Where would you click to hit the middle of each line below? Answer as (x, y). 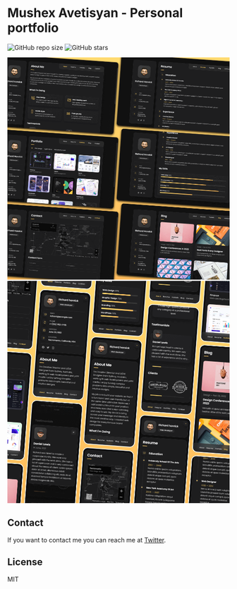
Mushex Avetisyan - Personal (95, 13)
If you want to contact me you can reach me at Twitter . (87, 540)
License (25, 562)
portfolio (33, 28)
